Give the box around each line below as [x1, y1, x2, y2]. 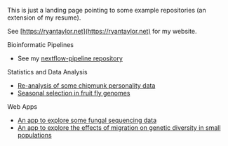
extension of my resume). [7, 13, 81, 22]
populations [17, 131, 52, 139]
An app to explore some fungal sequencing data [17, 116, 156, 124]
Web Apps [7, 102, 37, 111]
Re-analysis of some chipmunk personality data [17, 81, 156, 90]
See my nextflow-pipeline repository [17, 54, 123, 62]
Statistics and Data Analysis [7, 68, 88, 76]
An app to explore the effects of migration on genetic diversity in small [17, 124, 221, 132]
